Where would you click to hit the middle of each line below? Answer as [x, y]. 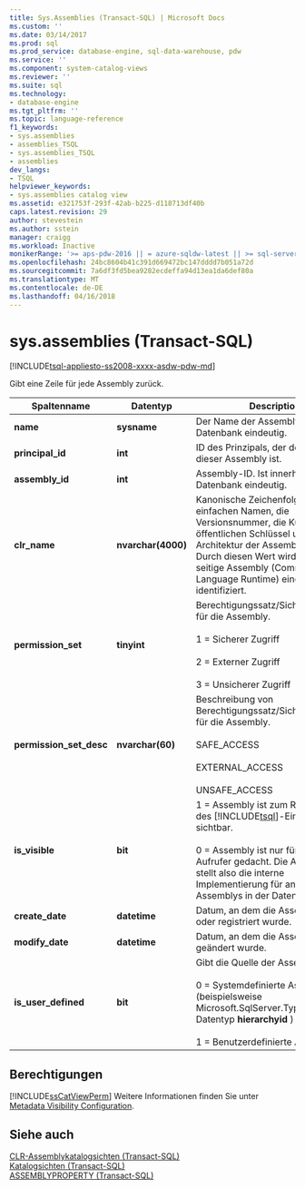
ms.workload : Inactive [52, 246]
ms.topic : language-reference [67, 119]
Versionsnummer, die [241, 523]
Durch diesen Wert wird [246, 556]
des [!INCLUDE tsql [236, 816]
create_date [40, 916]
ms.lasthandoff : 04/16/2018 [63, 296]
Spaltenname [61, 407]
